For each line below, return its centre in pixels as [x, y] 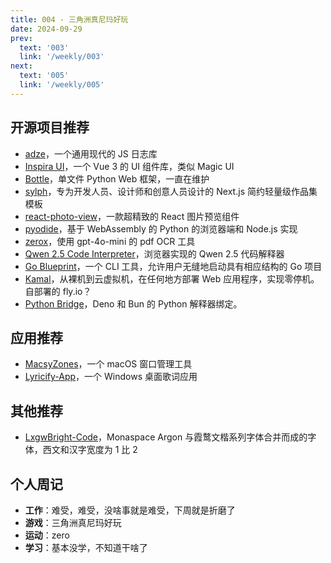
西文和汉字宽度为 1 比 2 [90, 450]
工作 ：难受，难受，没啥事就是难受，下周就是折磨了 [130, 510]
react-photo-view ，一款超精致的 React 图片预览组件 [132, 216]
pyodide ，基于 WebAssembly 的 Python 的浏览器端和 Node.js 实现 [161, 228]
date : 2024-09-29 [46, 29]
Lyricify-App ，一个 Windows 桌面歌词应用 [111, 377]
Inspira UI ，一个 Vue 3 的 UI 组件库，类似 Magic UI [129, 166]
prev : [21, 38]
